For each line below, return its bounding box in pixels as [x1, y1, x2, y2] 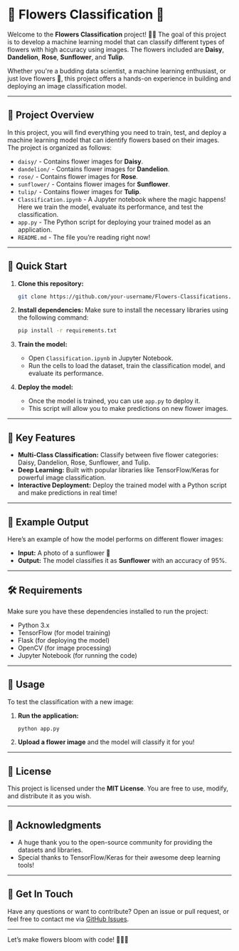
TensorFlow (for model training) [17, 628, 111, 637]
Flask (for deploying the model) [17, 636, 110, 644]
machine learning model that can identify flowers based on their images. [7, 136, 220, 144]
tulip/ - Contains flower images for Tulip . [17, 187, 142, 195]
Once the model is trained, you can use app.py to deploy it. [28, 397, 201, 405]
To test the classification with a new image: [7, 697, 134, 706]
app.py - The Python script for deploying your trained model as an [17, 218, 211, 226]
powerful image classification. [17, 474, 107, 482]
